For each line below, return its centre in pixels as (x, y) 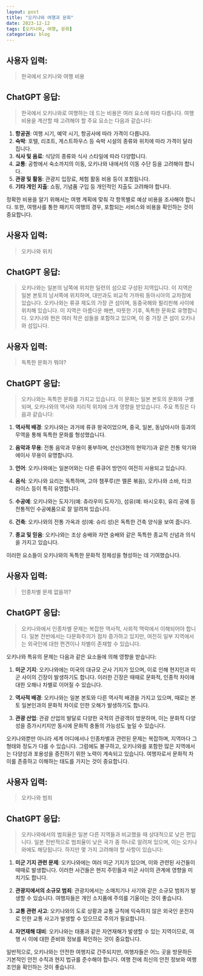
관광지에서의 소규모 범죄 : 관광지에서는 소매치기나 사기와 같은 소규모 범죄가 (102, 891)
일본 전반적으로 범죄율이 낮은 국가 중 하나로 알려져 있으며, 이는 (108, 842)
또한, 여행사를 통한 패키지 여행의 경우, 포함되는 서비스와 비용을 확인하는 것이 (104, 207)
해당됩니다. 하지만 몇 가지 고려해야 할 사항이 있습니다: (100, 850)
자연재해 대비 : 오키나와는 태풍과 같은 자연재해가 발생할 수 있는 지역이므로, (101, 932)
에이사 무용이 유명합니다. (44, 455)
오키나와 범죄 (37, 798)
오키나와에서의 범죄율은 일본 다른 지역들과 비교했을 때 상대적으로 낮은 (103, 835)
